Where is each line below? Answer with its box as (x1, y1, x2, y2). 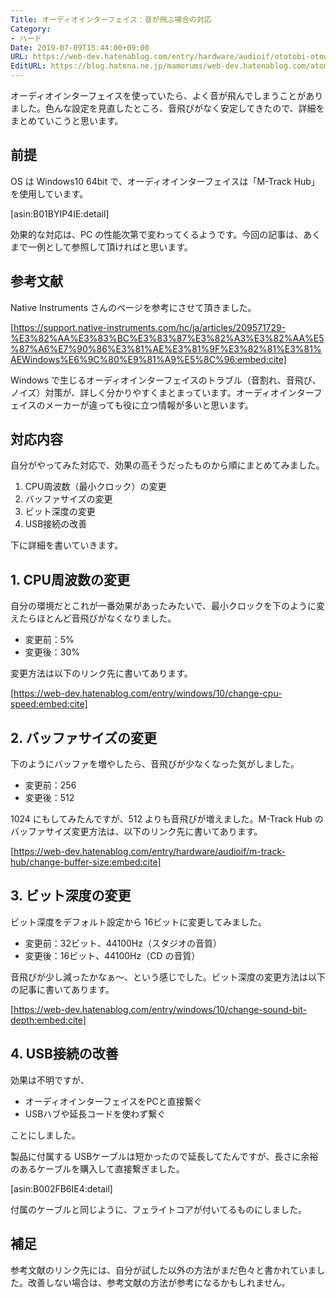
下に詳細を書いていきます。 (10, 539, 124, 551)
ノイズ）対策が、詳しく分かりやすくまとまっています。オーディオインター (10, 386, 314, 398)
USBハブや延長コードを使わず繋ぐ (24, 1107, 167, 1120)
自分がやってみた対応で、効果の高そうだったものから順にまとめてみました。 (10, 459, 325, 471)
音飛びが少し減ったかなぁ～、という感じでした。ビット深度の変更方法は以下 (10, 971, 326, 983)
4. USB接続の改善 (10, 1046, 119, 1063)
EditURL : (10, 61, 47, 71)
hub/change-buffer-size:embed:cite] (10, 856, 162, 868)
